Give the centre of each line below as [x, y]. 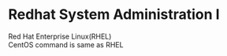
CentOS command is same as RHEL [66, 44]
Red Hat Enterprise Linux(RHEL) [60, 36]
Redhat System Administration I [114, 15]
